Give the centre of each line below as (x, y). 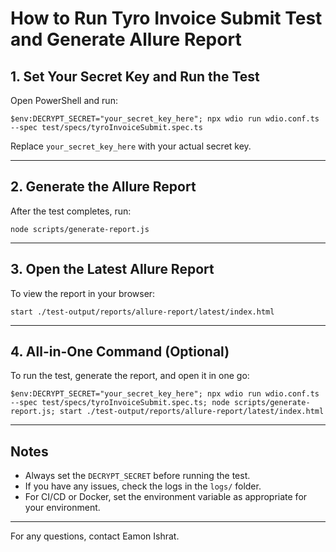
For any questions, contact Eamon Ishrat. (95, 536)
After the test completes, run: (71, 211)
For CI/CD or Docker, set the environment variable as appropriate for (166, 497)
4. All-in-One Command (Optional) (120, 352)
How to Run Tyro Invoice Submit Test (166, 18)
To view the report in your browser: (83, 293)
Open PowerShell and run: (64, 100)
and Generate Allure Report (126, 39)
